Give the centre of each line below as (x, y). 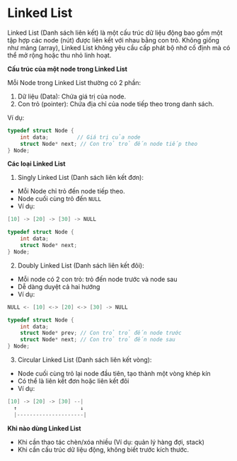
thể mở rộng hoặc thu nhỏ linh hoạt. (59, 55)
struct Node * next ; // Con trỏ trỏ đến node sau (98, 340)
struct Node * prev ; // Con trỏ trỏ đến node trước (101, 333)
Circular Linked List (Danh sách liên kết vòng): (85, 360)
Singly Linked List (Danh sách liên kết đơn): (80, 178)
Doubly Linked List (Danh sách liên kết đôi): (81, 265)
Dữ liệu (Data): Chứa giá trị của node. (71, 96)
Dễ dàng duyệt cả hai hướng (59, 286)
